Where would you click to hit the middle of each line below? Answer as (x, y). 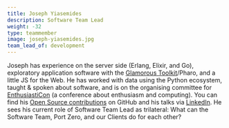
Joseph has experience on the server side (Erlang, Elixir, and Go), (100, 65)
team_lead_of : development (46, 46)
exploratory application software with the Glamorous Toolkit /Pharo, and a (111, 73)
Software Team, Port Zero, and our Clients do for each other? (94, 117)
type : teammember (32, 33)
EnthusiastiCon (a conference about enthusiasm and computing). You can (112, 95)
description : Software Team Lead (55, 20)
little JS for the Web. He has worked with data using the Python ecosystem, (115, 80)
